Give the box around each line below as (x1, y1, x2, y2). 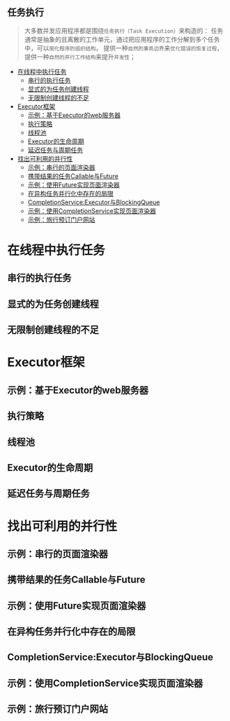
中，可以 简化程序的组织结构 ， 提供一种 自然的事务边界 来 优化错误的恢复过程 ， (24, 44, 224, 52)
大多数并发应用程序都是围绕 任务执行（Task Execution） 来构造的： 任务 (24, 26, 224, 35)
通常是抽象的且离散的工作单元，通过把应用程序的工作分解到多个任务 (24, 35, 220, 43)
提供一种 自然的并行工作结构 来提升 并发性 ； (24, 52, 136, 61)
